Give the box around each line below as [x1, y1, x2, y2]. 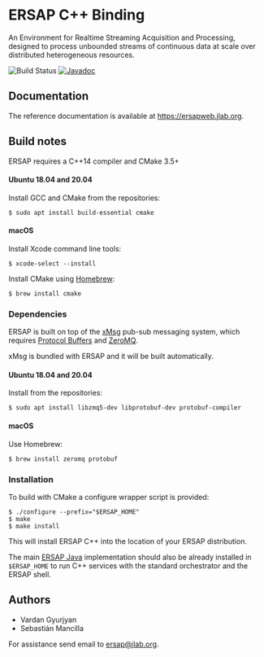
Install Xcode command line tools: [8, 243, 122, 253]
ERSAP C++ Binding [8, 6, 145, 24]
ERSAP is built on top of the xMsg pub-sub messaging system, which [8, 327, 240, 337]
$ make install [8, 522, 60, 530]
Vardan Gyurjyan [19, 615, 77, 624]
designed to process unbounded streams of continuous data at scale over [8, 41, 256, 50]
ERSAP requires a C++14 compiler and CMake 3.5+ [8, 156, 180, 166]
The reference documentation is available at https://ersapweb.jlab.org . [8, 111, 245, 120]
